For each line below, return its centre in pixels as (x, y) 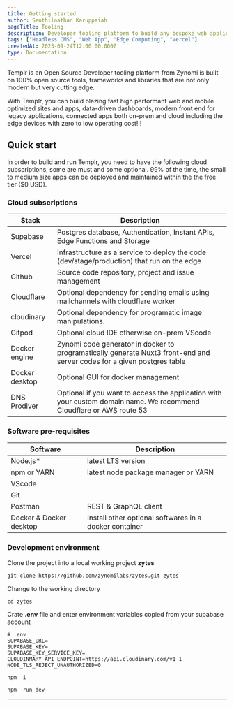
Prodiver (25, 406)
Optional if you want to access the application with (139, 393)
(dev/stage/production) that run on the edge (129, 261)
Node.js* (25, 461)
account (19, 622)
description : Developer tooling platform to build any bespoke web (107, 33)
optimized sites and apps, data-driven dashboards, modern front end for (111, 108)
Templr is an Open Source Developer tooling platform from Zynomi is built (113, 72)
